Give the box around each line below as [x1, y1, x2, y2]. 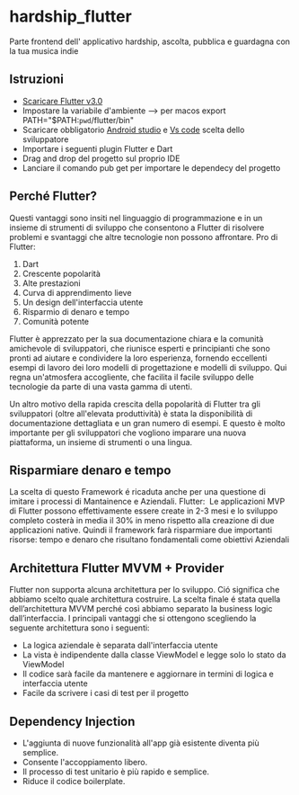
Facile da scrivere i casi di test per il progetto [22, 688, 189, 699]
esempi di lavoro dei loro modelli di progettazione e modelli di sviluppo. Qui [9, 362, 287, 372]
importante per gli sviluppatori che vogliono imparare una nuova [9, 427, 247, 438]
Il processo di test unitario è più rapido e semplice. [22, 766, 209, 777]
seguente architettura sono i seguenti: [9, 622, 150, 633]
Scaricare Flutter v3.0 [22, 95, 103, 106]
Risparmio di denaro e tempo [22, 306, 130, 317]
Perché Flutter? [9, 189, 97, 204]
